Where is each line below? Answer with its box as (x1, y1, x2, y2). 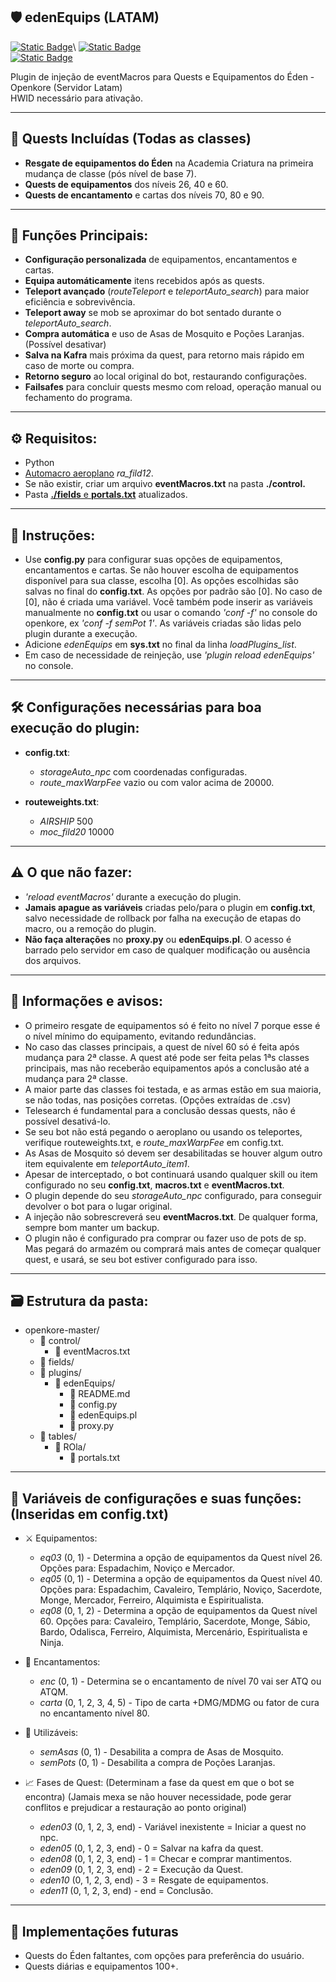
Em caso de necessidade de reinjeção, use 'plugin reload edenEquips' (24, 649, 315, 661)
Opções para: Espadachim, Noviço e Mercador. (39, 1562, 235, 1574)
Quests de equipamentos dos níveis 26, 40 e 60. (24, 178, 229, 190)
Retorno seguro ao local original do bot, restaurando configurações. (24, 370, 308, 383)
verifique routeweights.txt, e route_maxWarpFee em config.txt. (24, 1136, 285, 1148)
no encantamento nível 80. (39, 1707, 150, 1719)
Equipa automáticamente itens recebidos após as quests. (24, 275, 265, 287)
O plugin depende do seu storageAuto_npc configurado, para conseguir (24, 1189, 323, 1201)
